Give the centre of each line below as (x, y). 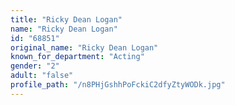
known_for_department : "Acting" (77, 57)
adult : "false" (42, 76)
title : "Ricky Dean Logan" (66, 19)
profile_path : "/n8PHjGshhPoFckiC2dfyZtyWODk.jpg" (118, 85)
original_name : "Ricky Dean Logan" (84, 47)
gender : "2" (35, 66)
